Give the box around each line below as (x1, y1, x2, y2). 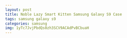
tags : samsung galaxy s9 (5, 16, 56, 21)
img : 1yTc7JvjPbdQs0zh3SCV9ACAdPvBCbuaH (5, 26, 90, 31)
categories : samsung (5, 21, 48, 26)
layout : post (5, 7, 32, 12)
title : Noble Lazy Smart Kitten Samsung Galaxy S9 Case (5, 12, 122, 17)
